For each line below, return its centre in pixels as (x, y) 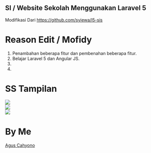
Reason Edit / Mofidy (48, 40)
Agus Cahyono (20, 145)
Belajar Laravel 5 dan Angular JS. (46, 58)
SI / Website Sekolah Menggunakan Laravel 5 (76, 8)
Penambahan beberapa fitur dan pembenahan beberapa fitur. (74, 53)
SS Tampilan (31, 89)
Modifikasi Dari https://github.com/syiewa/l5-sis (54, 20)
